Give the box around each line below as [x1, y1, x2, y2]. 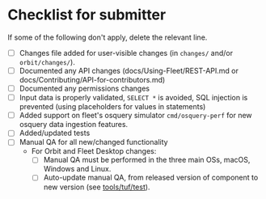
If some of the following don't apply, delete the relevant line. [7, 32, 208, 42]
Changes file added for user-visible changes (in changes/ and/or [19, 48, 234, 57]
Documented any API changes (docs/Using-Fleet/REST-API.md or [19, 66, 239, 75]
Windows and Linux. [43, 164, 112, 174]
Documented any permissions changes [19, 83, 150, 94]
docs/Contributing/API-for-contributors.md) [19, 75, 166, 85]
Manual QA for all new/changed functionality [19, 138, 168, 147]
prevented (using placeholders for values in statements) [19, 102, 206, 112]
